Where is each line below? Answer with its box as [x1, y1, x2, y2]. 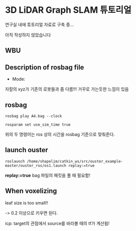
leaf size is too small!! [5, 200, 49, 206]
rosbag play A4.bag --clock [5, 114, 62, 118]
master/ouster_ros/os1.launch [5, 163, 67, 168]
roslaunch [5, 159, 25, 164]
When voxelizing [5, 187, 57, 195]
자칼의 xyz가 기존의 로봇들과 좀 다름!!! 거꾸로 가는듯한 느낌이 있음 [5, 86, 129, 92]
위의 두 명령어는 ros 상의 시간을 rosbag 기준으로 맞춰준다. [5, 131, 115, 137]
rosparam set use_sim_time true [5, 122, 71, 127]
